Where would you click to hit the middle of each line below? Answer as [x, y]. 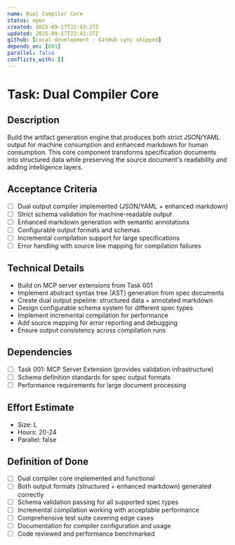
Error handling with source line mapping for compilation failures [109, 245]
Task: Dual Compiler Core [83, 94]
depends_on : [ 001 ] [34, 46]
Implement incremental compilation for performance [93, 315]
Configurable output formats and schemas [79, 230]
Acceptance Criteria [52, 190]
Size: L [27, 424]
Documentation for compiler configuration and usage [94, 525]
